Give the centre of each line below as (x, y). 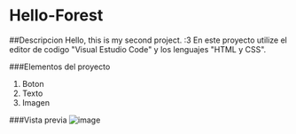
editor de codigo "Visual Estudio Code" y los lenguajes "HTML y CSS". (138, 49)
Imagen (36, 102)
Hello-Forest (56, 16)
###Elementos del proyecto (60, 67)
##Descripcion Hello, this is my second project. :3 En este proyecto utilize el (148, 40)
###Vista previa (39, 120)
